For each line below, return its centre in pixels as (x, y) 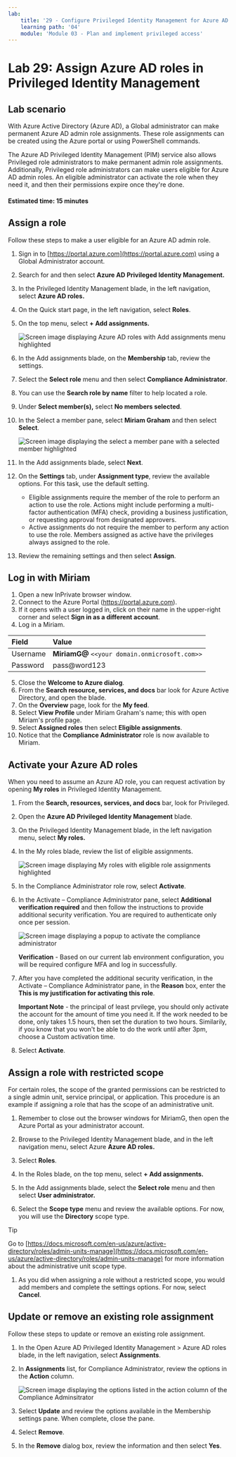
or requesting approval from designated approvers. (103, 519)
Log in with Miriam (49, 578)
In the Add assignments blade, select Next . (80, 462)
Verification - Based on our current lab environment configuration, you (121, 957)
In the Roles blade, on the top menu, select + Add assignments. (111, 1174)
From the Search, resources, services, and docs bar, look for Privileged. (124, 803)
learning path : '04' (51, 27)
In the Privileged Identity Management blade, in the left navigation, (114, 288)
